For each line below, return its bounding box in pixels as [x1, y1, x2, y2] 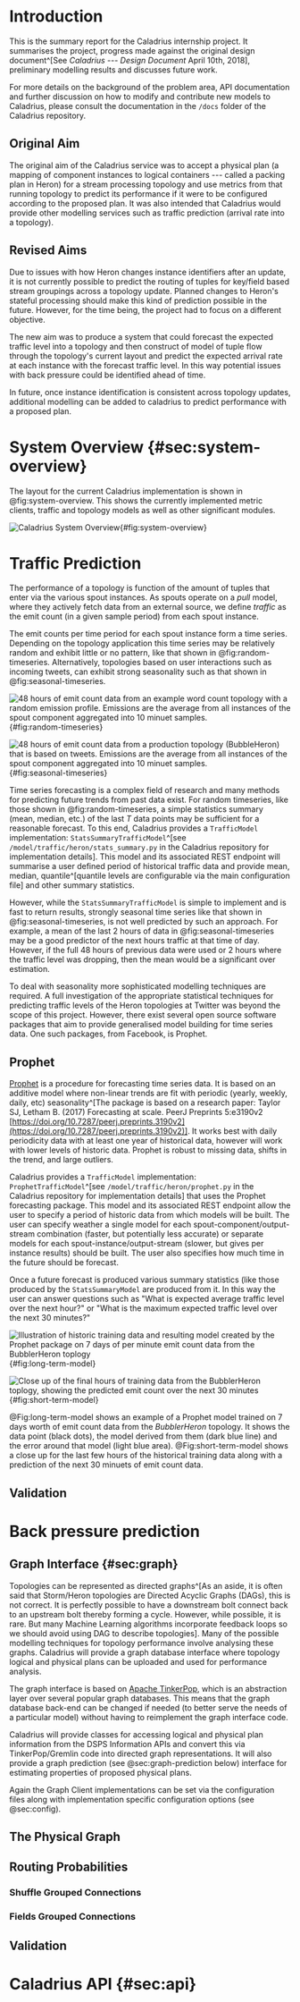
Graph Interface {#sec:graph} [9, 1557, 179, 1572]
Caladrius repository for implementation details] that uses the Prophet [9, 1191, 266, 1202]
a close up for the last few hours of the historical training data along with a [9, 1450, 283, 1461]
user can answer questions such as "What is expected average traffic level [9, 1294, 285, 1305]
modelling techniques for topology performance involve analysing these [9, 1637, 274, 1648]
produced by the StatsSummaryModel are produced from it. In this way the [9, 1284, 276, 1295]
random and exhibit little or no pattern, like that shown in [9, 647, 217, 658]
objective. [9, 314, 46, 325]
